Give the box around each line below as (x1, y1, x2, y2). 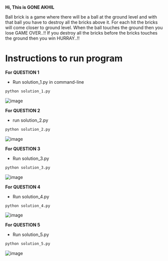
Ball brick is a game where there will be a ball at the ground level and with (5, 14, 157, 20)
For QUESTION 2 (5, 107, 40, 113)
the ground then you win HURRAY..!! (5, 35, 80, 41)
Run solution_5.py (12, 231, 49, 237)
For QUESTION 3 (5, 145, 41, 152)
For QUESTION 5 (5, 222, 40, 228)
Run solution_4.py (12, 193, 49, 199)
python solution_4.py (5, 203, 51, 208)
